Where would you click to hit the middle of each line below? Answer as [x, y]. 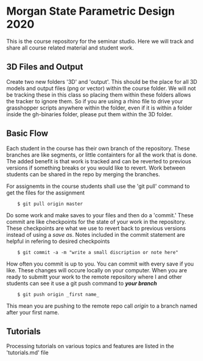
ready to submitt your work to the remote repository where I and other [94, 277]
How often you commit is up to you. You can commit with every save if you [100, 264]
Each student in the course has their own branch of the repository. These [98, 148]
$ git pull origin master [50, 204]
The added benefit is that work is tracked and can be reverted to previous [99, 161]
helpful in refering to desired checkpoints [58, 241]
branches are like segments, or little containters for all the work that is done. [102, 155]
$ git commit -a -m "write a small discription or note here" [98, 252]
